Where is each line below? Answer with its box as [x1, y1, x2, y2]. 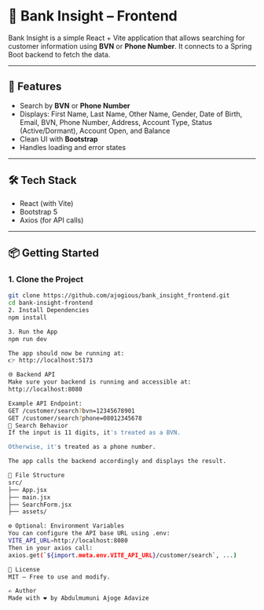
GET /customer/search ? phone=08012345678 [8, 414, 143, 422]
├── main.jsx [8, 493, 51, 502]
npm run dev [8, 335, 47, 343]
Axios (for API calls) [19, 215, 84, 225]
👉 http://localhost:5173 [8, 357, 93, 365]
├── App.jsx [8, 486, 47, 494]
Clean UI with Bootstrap [19, 134, 98, 144]
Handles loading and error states [19, 142, 126, 152]
